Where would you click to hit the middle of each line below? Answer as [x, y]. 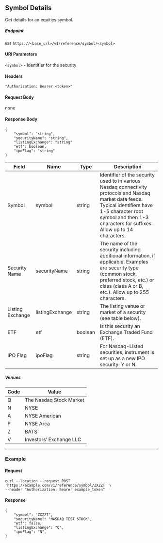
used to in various [120, 181]
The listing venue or [122, 306]
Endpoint [15, 31]
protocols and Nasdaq [125, 193]
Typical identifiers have [126, 205]
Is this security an [120, 326]
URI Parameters [21, 54]
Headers [14, 76]
